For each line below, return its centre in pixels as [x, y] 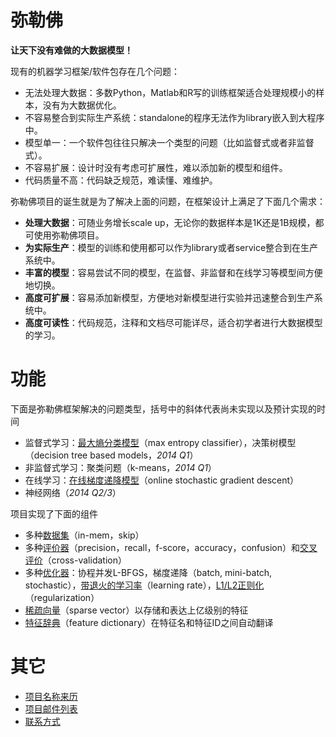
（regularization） [62, 597]
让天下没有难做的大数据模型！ [71, 50]
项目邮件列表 [51, 708]
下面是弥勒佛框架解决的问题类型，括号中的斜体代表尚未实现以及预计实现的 [163, 408]
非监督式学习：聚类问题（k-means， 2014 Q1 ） [120, 467]
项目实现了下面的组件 [54, 513]
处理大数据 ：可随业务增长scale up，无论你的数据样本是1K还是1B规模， [170, 222]
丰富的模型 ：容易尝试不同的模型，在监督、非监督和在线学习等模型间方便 [173, 272]
